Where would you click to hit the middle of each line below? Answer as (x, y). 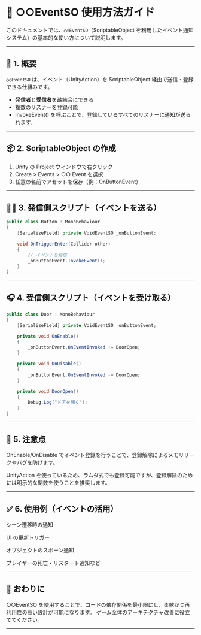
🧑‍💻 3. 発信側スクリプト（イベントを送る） (84, 208)
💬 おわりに (25, 589)
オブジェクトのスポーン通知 (40, 550)
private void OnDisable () (49, 364)
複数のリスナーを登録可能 (46, 107)
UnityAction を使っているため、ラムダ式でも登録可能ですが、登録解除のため (100, 475)
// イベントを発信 (47, 255)
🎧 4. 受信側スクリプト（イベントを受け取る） (91, 297)
